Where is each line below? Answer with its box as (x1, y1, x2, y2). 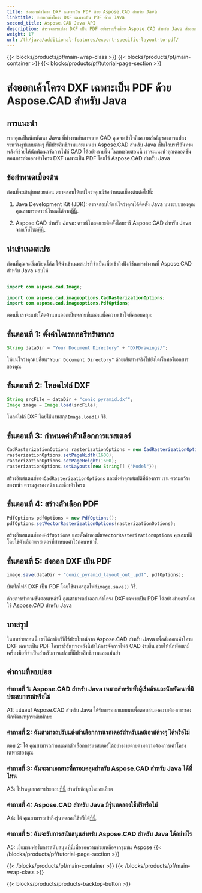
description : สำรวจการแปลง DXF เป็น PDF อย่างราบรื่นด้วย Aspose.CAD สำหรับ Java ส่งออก (7, 25, 197, 32)
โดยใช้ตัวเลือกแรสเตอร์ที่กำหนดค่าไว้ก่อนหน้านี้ (7, 538, 98, 546)
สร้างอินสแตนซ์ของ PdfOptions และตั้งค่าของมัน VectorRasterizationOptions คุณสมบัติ (7, 531, 192, 539)
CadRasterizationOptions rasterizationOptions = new (7, 447, 141, 453)
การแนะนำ (7, 118, 38, 128)
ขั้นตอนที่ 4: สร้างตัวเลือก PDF (7, 499, 98, 509)
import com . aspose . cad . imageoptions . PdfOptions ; (7, 300, 131, 306)
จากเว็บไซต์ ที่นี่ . (15, 226, 46, 233)
